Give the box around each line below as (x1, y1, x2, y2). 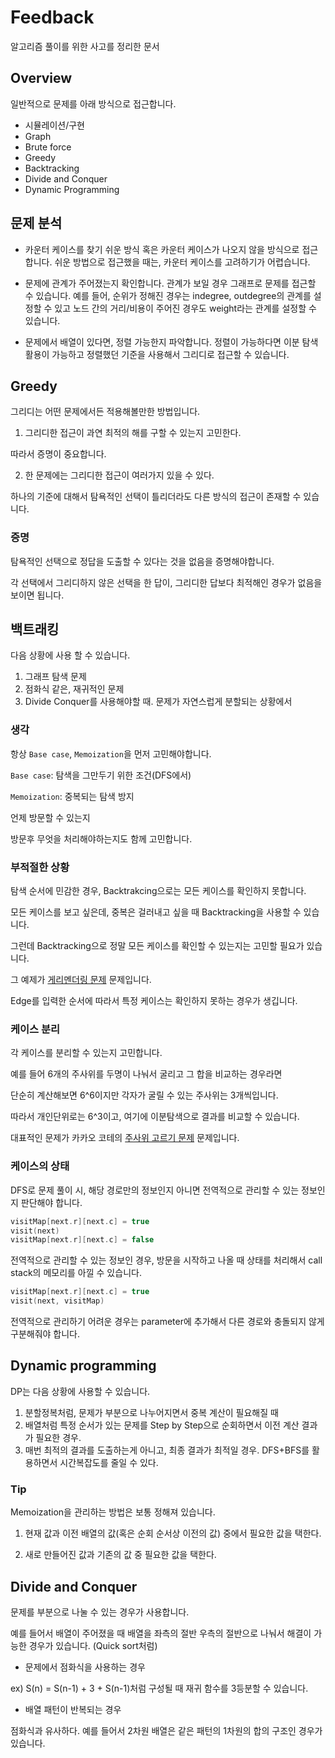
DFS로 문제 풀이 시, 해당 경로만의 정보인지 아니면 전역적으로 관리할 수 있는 (10, 1184, 300, 1196)
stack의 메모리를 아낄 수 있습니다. (10, 1267, 142, 1279)
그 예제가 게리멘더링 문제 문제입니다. (10, 974, 152, 986)
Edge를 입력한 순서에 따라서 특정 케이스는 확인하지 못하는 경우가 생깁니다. (10, 995, 298, 1007)
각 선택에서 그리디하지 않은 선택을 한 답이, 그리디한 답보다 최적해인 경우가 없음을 (10, 576, 323, 588)
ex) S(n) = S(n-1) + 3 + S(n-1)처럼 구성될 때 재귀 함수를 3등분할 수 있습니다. (10, 1682, 309, 1694)
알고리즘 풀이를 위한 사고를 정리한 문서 (10, 40, 160, 52)
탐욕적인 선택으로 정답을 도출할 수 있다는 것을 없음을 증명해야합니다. (10, 555, 275, 567)
